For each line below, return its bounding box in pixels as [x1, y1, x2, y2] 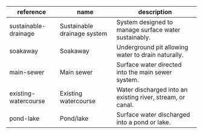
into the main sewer [116, 68, 172, 76]
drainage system [59, 30, 108, 38]
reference [17, 8, 47, 16]
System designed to [116, 18, 173, 26]
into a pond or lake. [116, 118, 171, 126]
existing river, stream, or [116, 93, 185, 101]
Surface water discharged [116, 110, 190, 119]
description [138, 8, 172, 16]
